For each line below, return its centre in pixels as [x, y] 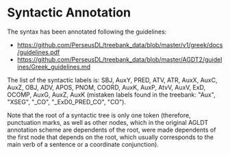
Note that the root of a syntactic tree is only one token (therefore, [99, 115]
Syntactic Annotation [69, 13]
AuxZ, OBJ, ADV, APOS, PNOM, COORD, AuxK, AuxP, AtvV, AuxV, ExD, [106, 87]
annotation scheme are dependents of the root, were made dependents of [112, 130]
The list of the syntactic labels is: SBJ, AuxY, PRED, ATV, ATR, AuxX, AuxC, [112, 80]
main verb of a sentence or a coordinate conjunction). [83, 144]
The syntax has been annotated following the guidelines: [87, 32]
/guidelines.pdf [38, 52]
